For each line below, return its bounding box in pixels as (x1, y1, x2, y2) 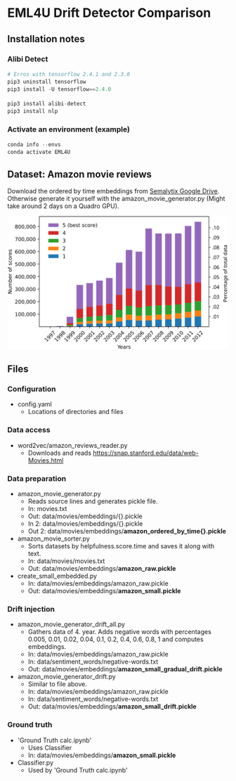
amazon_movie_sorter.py (17, 534, 90, 543)
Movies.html (27, 456, 64, 465)
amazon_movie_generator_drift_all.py (17, 620, 125, 628)
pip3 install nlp (7, 108, 58, 115)
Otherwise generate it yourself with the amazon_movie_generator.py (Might (7, 194, 225, 202)
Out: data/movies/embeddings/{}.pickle (27, 512, 143, 520)
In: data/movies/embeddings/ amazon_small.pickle (27, 751, 176, 759)
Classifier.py (17, 758, 54, 767)
